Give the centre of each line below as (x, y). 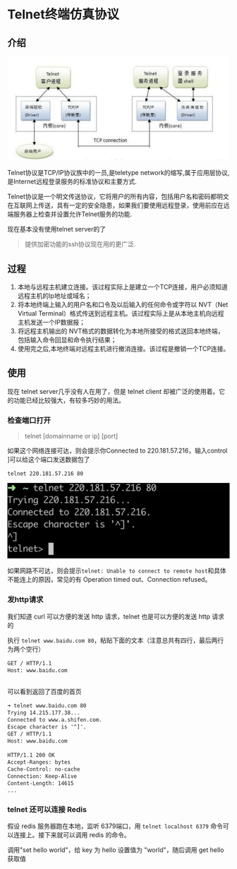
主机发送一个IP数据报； (51, 323)
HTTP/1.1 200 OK (31, 755)
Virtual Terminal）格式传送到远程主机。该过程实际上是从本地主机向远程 (121, 313)
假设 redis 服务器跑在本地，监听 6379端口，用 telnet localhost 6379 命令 (115, 826)
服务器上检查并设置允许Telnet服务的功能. (73, 214)
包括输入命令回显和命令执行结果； (67, 340)
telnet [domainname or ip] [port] (71, 436)
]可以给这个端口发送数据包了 (49, 460)
